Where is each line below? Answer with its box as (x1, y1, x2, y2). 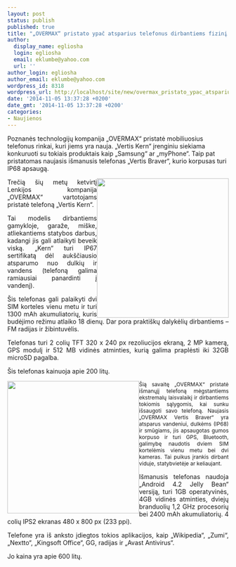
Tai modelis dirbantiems (7, 214, 97, 222)
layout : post (7, 10, 46, 18)
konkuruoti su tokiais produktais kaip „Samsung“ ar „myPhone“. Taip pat (7, 149, 216, 158)
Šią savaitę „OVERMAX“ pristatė (139, 381, 229, 388)
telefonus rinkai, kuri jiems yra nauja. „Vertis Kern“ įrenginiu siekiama (7, 141, 206, 150)
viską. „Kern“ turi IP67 (7, 243, 97, 252)
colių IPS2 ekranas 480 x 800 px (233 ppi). (7, 517, 132, 525)
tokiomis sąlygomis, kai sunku (139, 400, 229, 408)
